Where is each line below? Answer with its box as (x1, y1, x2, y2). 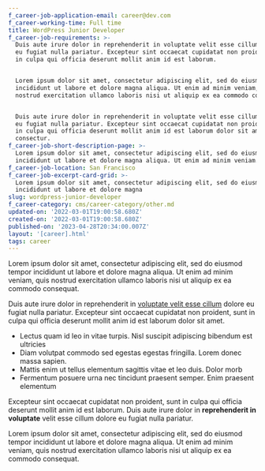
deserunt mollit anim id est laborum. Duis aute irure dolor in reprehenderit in (8, 406, 256, 415)
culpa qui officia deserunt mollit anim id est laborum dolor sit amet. (8, 316, 225, 326)
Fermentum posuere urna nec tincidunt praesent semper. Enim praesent (19, 373, 254, 383)
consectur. (15, 135, 51, 143)
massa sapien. (19, 357, 67, 366)
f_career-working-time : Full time (8, 19, 122, 27)
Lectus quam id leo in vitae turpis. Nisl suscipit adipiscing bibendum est (19, 331, 252, 341)
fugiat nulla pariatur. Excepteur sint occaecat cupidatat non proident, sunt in (8, 308, 256, 317)
